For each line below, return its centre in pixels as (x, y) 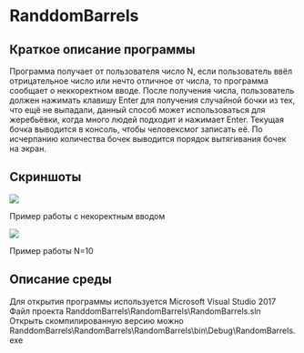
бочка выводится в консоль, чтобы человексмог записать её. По (136, 129)
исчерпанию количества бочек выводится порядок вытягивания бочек (148, 139)
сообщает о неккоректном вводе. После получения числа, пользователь (152, 91)
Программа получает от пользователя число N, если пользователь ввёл (151, 71)
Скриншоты (46, 177)
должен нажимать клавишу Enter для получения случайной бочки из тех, (152, 100)
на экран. (28, 148)
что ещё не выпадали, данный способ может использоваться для (137, 110)
